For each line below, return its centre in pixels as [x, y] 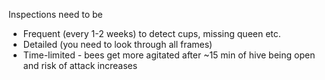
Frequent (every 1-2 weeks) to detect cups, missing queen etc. [151, 33]
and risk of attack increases [80, 65]
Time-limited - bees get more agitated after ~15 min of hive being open [169, 55]
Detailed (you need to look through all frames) [117, 44]
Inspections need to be [55, 14]
